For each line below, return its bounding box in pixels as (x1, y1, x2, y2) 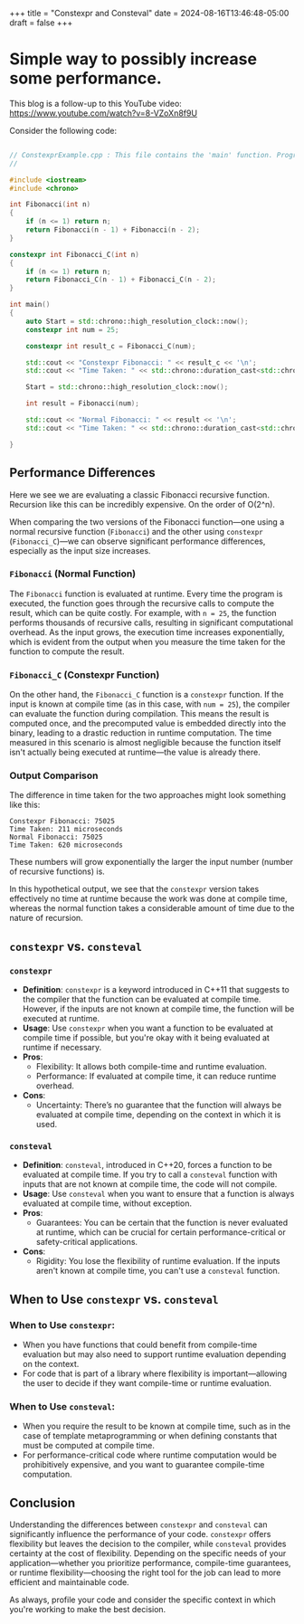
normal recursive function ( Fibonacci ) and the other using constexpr (9, 526, 264, 537)
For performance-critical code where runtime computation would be (22, 1449, 278, 1460)
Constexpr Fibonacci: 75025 (9, 817, 116, 826)
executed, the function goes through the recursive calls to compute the (9, 597, 274, 609)
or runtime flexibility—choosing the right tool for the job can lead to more (9, 1567, 281, 1578)
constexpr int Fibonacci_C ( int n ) (9, 250, 140, 259)
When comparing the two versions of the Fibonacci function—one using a (9, 516, 285, 527)
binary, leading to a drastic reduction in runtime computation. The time (9, 727, 272, 738)
